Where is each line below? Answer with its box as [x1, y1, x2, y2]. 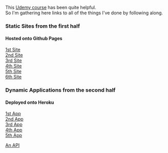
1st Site [5, 47, 20, 53]
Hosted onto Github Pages [5, 35, 62, 41]
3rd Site [5, 57, 22, 63]
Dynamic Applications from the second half [5, 86, 116, 94]
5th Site [5, 69, 22, 75]
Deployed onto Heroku [5, 99, 54, 105]
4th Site [5, 63, 22, 69]
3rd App [5, 121, 23, 127]
